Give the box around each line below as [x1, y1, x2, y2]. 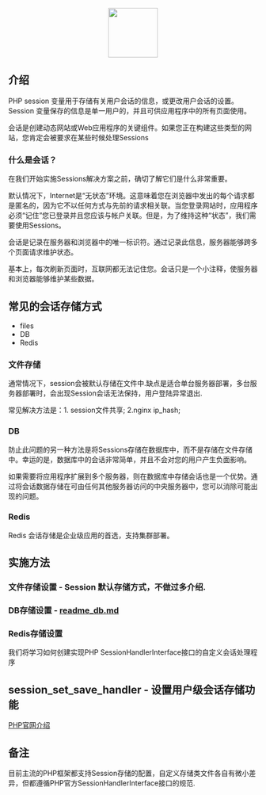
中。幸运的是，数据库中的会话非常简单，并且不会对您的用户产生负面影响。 [8, 454, 251, 464]
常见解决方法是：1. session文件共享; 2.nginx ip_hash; [8, 405, 180, 415]
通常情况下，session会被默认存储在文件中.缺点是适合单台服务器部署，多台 [8, 379, 251, 388]
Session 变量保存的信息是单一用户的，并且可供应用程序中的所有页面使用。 [8, 105, 251, 115]
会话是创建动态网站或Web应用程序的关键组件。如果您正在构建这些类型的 [8, 123, 245, 132]
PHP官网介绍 [8, 720, 51, 730]
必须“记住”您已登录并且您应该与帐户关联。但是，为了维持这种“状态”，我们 [8, 211, 249, 220]
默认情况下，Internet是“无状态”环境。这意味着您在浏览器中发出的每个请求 [8, 191, 248, 201]
